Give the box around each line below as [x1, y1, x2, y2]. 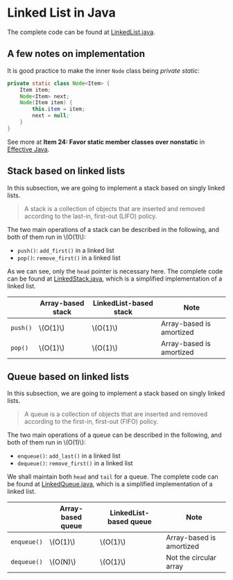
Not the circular [166, 553, 217, 563]
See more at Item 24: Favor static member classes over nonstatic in [7, 138, 205, 146]
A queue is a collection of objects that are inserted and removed [24, 410, 208, 418]
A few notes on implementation [7, 48, 146, 60]
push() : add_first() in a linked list [17, 246, 114, 254]
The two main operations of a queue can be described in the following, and [7, 431, 222, 439]
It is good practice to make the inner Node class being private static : [7, 66, 200, 74]
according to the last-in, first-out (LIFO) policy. [24, 212, 157, 220]
